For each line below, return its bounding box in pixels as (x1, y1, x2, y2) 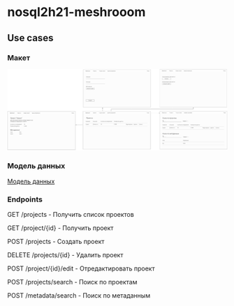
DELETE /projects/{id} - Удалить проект (7, 251, 124, 259)
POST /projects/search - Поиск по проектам (7, 278, 138, 286)
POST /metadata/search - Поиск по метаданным (7, 291, 151, 300)
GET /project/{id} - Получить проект (7, 224, 114, 232)
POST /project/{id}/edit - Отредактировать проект (7, 264, 155, 273)
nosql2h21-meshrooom (7, 4, 146, 20)
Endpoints (7, 194, 43, 204)
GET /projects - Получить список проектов (7, 211, 134, 218)
